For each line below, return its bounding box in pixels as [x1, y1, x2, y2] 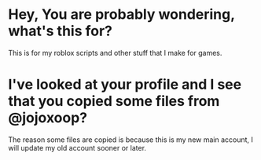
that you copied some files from [8, 93, 220, 111]
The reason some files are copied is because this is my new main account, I [8, 135, 254, 144]
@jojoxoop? [8, 109, 88, 127]
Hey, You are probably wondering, [8, 5, 235, 24]
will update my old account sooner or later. [8, 143, 147, 152]
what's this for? [8, 22, 112, 40]
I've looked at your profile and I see [8, 76, 242, 93]
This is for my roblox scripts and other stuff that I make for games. [8, 48, 222, 57]
